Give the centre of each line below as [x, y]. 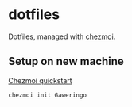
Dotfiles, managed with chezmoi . [62, 36]
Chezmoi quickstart [41, 80]
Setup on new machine [66, 61]
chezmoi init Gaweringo [48, 95]
